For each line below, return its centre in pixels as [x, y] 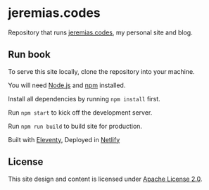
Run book [30, 55]
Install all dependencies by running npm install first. [84, 99]
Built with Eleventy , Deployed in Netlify [64, 139]
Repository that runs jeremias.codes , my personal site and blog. [100, 32]
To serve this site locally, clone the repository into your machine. [102, 71]
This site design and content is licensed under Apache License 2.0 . [105, 179]
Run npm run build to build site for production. [75, 126]
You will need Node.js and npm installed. [67, 85]
